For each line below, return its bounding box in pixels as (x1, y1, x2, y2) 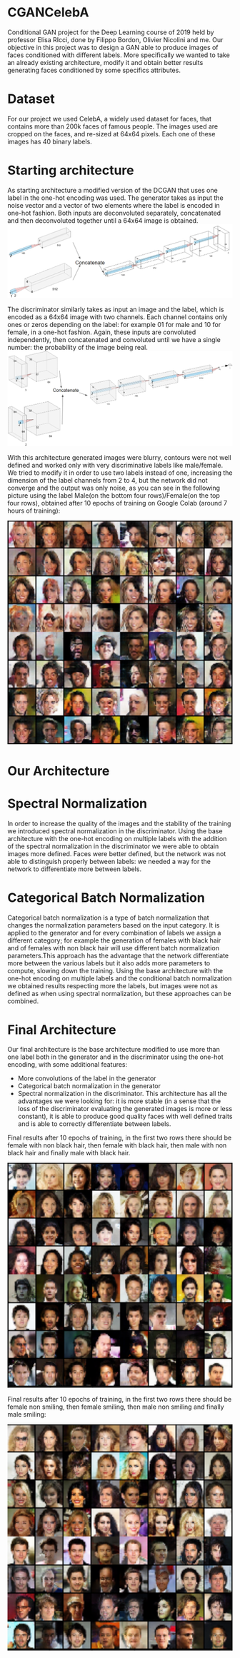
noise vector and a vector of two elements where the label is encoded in (7, 201, 220, 209)
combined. (7, 997, 39, 1005)
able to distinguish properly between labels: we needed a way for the (7, 857, 211, 865)
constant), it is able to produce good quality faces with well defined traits (17, 1112, 233, 1121)
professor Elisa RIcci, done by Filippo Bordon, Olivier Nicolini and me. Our (7, 35, 224, 44)
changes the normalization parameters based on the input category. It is (7, 920, 220, 929)
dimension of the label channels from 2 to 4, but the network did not (7, 476, 208, 484)
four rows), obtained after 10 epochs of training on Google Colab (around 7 (7, 498, 227, 507)
